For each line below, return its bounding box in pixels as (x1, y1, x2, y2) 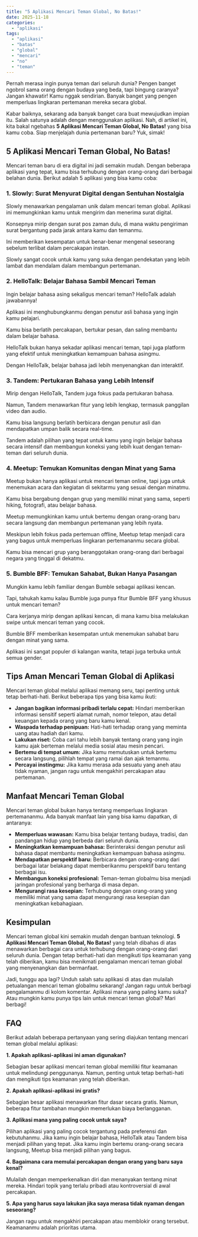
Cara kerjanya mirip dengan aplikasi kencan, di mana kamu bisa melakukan (6, 612, 189, 619)
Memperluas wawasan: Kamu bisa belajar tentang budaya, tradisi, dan (14, 831, 188, 838)
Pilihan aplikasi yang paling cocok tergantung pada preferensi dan (6, 1128, 167, 1135)
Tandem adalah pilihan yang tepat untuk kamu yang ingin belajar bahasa (6, 437, 182, 444)
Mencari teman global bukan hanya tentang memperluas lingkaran (6, 807, 167, 814)
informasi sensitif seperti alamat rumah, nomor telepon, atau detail (14, 711, 177, 718)
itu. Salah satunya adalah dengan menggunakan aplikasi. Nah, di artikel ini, (6, 117, 188, 124)
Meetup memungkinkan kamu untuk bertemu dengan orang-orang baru (6, 513, 180, 520)
